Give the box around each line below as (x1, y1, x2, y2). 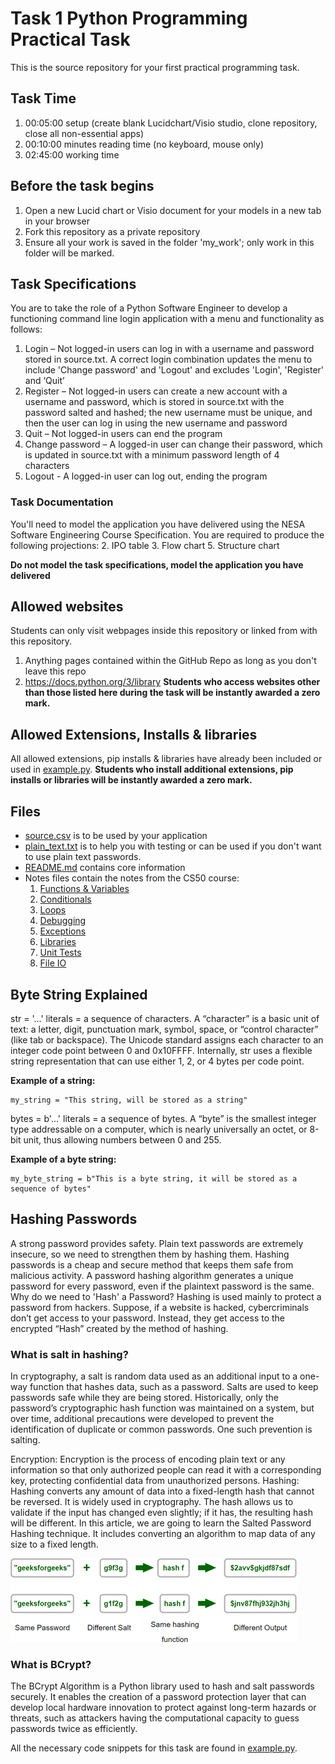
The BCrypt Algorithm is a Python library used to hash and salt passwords (10, 1680, 315, 1692)
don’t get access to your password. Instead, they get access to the (10, 1312, 286, 1324)
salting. (10, 1434, 41, 1446)
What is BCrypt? (10, 1657, 92, 1671)
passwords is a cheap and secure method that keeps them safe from (10, 1258, 294, 1271)
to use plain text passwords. (24, 851, 142, 863)
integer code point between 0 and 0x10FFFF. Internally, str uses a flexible (10, 1044, 313, 1056)
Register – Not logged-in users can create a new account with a (24, 385, 288, 397)
